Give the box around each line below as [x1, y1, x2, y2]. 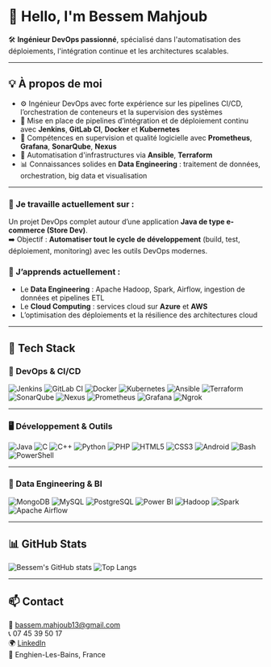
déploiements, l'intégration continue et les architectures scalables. [8, 46, 229, 56]
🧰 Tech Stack [8, 341, 76, 354]
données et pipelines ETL [19, 293, 105, 303]
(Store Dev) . [46, 225, 88, 235]
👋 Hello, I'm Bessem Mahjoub [8, 7, 208, 26]
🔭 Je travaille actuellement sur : [8, 198, 135, 209]
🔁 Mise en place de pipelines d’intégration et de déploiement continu [19, 115, 248, 125]
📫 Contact [8, 594, 65, 608]
